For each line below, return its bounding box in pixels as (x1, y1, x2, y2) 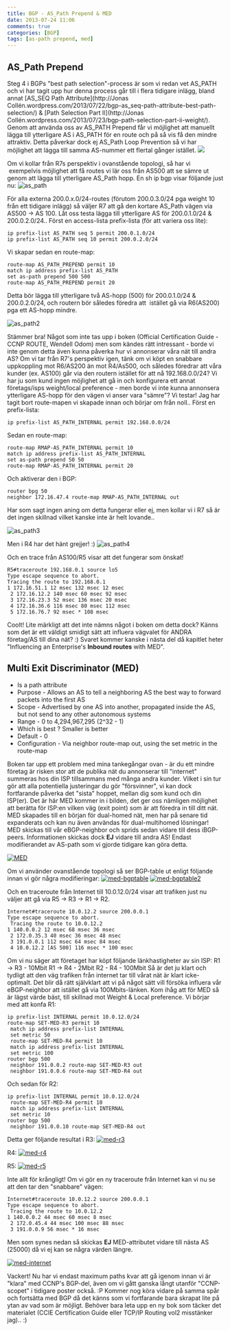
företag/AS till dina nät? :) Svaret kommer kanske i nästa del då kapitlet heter (7, 635, 224, 643)
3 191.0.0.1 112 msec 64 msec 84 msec (10, 938, 122, 945)
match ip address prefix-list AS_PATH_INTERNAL (7, 450, 146, 457)
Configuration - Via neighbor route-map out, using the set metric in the (16, 739, 218, 747)
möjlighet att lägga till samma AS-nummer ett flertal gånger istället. (7, 146, 197, 154)
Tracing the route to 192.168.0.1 (7, 578, 106, 585)
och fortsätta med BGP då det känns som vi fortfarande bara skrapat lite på (7, 1294, 220, 1302)
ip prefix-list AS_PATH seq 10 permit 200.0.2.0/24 (7, 235, 158, 243)
